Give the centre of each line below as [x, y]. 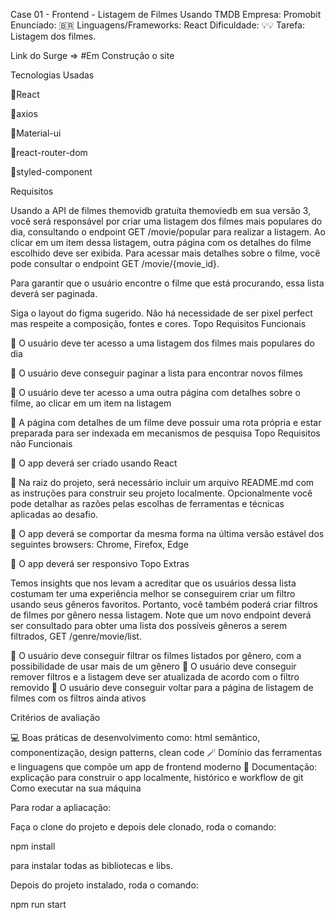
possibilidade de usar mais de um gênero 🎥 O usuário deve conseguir [153, 666]
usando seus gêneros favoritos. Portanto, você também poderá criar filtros [164, 604]
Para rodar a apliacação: [61, 807]
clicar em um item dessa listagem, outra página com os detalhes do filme [161, 242]
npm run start [38, 904]
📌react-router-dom [49, 152]
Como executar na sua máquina [76, 788]
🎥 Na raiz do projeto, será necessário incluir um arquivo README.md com [162, 482]
